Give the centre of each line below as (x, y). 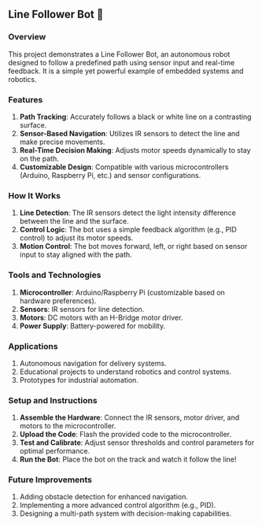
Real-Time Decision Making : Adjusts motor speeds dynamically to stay (135, 150)
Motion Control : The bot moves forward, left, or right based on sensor (133, 246)
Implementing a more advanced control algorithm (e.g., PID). (118, 506)
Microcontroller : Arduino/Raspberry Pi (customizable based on (122, 292)
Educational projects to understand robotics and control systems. (125, 372)
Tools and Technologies (55, 275)
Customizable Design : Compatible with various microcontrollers (124, 167)
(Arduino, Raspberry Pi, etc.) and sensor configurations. (110, 175)
